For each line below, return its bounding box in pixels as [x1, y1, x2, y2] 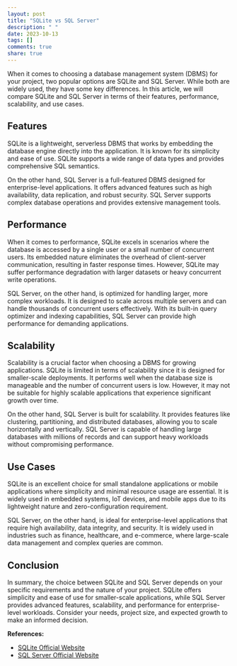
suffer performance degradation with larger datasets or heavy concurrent [7, 268, 221, 276]
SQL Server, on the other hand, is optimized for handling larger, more [7, 289, 209, 297]
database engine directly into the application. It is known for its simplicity [7, 146, 220, 155]
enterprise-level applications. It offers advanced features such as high [7, 182, 212, 192]
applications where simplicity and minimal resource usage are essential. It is [7, 487, 229, 496]
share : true [7, 50, 42, 58]
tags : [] [7, 37, 33, 44]
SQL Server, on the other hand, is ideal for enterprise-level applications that [7, 516, 228, 525]
